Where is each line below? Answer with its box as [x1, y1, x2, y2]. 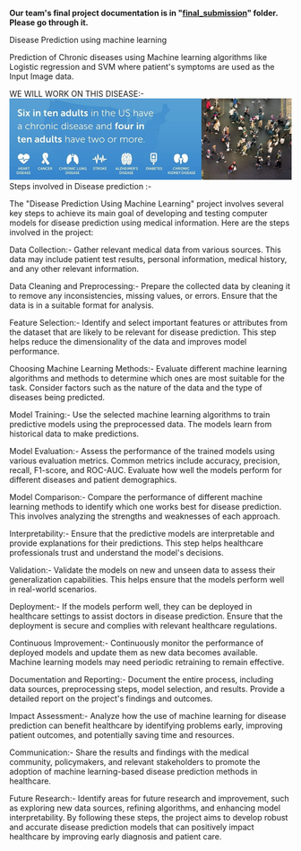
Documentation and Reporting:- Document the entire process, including [9, 674, 274, 685]
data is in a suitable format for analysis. [9, 300, 154, 311]
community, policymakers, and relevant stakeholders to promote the [9, 757, 261, 768]
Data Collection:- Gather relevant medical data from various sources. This [9, 244, 282, 255]
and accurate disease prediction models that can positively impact [9, 821, 254, 833]
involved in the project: [9, 227, 94, 238]
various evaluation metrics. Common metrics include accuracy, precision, [9, 455, 280, 466]
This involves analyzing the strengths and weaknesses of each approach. [9, 511, 280, 522]
